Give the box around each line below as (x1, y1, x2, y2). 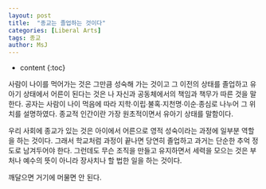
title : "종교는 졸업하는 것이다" (8, 19, 106, 27)
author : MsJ (8, 41, 48, 49)
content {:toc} (19, 63, 66, 72)
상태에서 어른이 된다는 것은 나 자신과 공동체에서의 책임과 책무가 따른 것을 (22, 89, 248, 99)
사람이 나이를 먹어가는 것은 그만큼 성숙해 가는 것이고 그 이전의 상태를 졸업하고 (8, 79, 248, 89)
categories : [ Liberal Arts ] (8, 26, 102, 34)
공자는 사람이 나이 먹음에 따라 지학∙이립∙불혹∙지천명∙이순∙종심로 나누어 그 (25, 99, 248, 109)
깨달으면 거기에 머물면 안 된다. (8, 172, 102, 183)
